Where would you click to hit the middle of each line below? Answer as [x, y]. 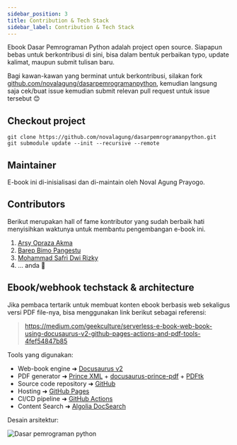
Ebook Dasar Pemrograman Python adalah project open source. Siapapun [115, 47]
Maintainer [32, 165]
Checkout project [47, 121]
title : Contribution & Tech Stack [58, 21]
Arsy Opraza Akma [45, 242]
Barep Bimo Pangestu [49, 250]
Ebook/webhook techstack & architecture [101, 288]
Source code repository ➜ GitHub [67, 383]
